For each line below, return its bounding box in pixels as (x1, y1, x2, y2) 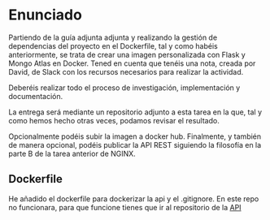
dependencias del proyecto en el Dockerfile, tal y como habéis (8, 41, 218, 50)
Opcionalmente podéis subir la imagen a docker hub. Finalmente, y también (8, 132, 262, 141)
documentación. (8, 91, 63, 101)
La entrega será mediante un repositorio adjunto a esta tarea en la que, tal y (8, 107, 263, 117)
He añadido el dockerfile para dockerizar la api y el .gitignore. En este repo (8, 193, 259, 204)
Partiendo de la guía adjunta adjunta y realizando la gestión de (8, 32, 218, 42)
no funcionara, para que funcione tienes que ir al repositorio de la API (8, 202, 242, 212)
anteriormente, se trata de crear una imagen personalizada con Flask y (8, 50, 246, 59)
